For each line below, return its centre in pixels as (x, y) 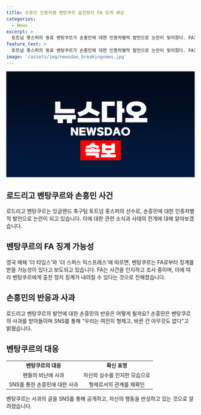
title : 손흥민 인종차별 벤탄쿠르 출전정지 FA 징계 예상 (65, 13)
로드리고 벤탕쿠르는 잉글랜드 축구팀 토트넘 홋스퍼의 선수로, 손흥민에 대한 (90, 211)
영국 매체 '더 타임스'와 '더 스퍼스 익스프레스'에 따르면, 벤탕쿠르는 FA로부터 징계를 (100, 262)
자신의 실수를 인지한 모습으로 (117, 375)
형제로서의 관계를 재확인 (117, 384)
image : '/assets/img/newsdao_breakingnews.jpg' (67, 57)
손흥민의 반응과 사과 (41, 298)
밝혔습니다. (19, 328)
